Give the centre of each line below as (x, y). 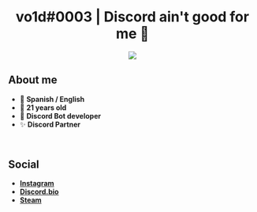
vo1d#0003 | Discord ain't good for (132, 17)
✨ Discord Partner (50, 124)
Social (24, 164)
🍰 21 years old (43, 108)
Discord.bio (39, 191)
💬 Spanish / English (52, 99)
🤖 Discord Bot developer (60, 115)
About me (33, 80)
